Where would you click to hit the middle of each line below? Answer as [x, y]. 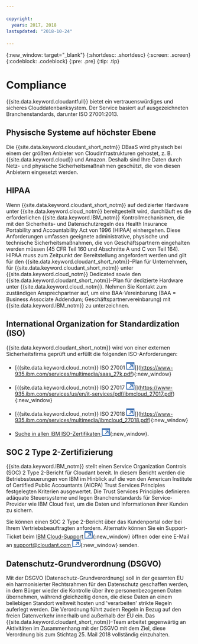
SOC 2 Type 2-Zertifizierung [60, 452]
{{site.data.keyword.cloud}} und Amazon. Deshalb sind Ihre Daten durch [94, 159]
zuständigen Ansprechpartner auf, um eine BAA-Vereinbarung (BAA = [91, 293]
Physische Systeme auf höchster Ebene [81, 133]
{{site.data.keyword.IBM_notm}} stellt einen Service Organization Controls [96, 467]
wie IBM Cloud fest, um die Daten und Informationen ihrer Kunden [108, 504]
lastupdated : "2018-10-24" [39, 31]
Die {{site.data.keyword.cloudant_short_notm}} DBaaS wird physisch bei [94, 147]
